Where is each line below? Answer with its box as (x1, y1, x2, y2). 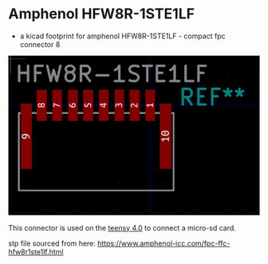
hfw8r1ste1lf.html (8, 246, 64, 256)
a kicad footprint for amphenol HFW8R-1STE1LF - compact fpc (19, 31, 226, 41)
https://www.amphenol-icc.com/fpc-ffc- (97, 238, 231, 248)
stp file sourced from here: (8, 238, 96, 248)
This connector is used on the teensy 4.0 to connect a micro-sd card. (8, 223, 237, 232)
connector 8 (19, 39, 61, 49)
